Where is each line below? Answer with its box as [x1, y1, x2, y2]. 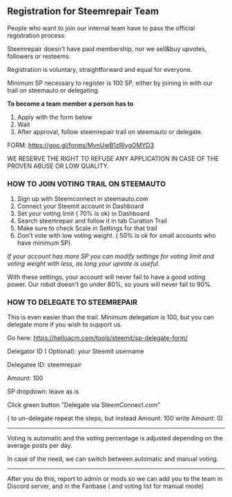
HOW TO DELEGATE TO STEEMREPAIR [7, 297, 138, 307]
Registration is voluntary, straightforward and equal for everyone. [7, 65, 193, 73]
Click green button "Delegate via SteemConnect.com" [7, 401, 161, 409]
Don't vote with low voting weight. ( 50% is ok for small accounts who [17, 232, 216, 240]
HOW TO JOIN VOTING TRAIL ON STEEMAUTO [7, 179, 166, 189]
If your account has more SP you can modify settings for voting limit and [7, 252, 214, 261]
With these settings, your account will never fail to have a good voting [7, 273, 206, 281]
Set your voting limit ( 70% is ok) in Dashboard [17, 209, 150, 218]
